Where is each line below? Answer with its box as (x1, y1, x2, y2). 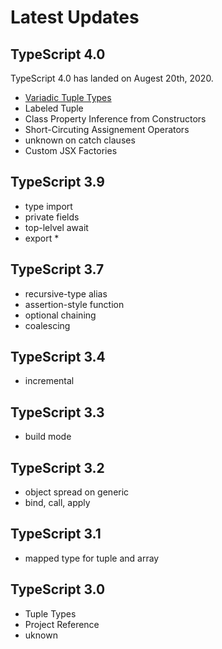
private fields (24, 211, 80, 223)
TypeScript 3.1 (10, 526, 102, 543)
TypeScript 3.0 (10, 581, 106, 598)
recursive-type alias (24, 287, 108, 300)
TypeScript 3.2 (10, 459, 105, 476)
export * (24, 232, 60, 244)
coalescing (24, 319, 71, 331)
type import (24, 200, 73, 212)
